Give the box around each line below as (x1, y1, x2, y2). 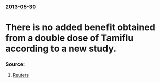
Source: (5, 61, 25, 68)
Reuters (12, 72, 29, 78)
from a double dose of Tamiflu (5, 32, 134, 44)
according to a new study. (5, 43, 117, 54)
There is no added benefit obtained (5, 22, 155, 33)
